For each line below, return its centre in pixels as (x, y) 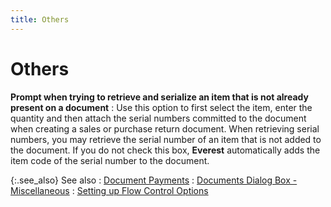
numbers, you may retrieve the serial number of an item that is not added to (166, 139)
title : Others (40, 19)
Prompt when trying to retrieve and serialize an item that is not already (159, 97)
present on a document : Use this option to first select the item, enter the (161, 107)
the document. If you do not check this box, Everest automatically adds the (165, 150)
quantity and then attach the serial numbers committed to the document (158, 118)
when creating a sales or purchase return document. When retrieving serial (165, 128)
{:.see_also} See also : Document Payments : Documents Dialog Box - (154, 180)
